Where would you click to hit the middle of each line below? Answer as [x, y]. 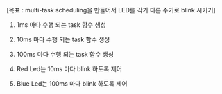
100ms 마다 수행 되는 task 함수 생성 [65, 54]
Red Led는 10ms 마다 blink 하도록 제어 [69, 69]
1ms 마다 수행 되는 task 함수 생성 [61, 25]
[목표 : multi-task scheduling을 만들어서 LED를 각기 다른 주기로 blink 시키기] [111, 10]
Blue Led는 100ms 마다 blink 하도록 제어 [72, 84]
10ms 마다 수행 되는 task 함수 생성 [63, 39]
